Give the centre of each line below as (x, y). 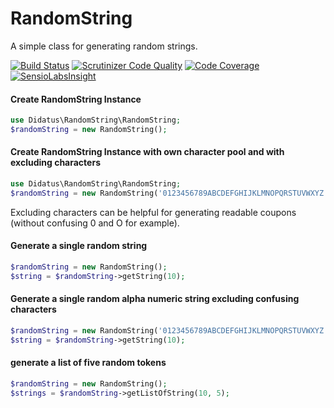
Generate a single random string (79, 246)
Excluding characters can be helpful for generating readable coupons (153, 212)
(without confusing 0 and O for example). (95, 223)
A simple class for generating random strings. (104, 46)
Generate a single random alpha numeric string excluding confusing (155, 299)
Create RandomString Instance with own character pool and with (147, 152)
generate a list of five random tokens (88, 363)
